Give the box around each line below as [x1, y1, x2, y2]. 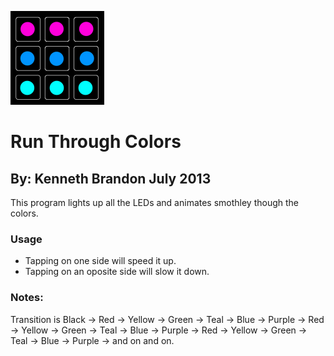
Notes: [10, 291, 44, 305]
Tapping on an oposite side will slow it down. [24, 266, 210, 278]
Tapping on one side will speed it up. [24, 255, 177, 267]
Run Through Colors [10, 131, 182, 153]
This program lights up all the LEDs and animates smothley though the [10, 197, 300, 208]
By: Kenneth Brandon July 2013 [10, 170, 212, 187]
